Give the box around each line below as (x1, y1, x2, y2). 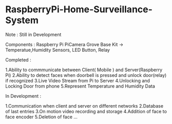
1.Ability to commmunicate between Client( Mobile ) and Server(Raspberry (5, 67, 163, 73)
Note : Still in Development (5, 31, 62, 37)
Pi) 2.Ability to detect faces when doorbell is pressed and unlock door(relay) (5, 72, 167, 78)
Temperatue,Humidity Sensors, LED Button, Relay (5, 47, 110, 53)
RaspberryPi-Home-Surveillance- (5, 4, 153, 15)
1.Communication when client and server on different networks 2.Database (5, 102, 163, 109)
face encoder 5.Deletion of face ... (5, 114, 78, 120)
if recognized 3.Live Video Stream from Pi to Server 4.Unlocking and (5, 77, 150, 84)
